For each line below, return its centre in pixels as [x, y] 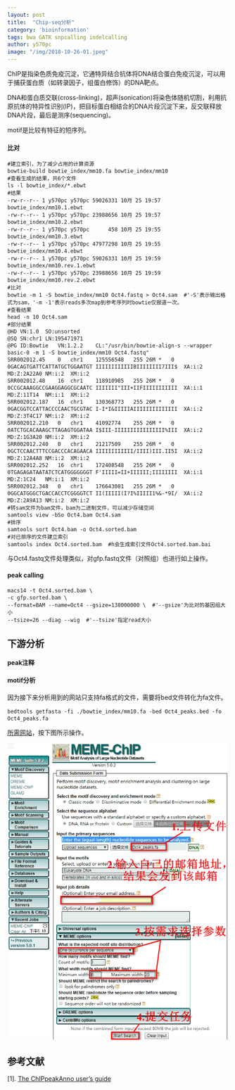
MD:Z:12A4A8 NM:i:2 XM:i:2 [49, 458]
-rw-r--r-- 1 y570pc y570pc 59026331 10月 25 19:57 [84, 201]
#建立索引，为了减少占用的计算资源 [51, 164]
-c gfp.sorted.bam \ [38, 598]
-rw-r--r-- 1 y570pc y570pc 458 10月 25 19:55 [84, 230]
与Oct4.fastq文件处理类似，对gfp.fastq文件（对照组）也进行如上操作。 [110, 559]
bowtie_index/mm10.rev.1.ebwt [52, 266]
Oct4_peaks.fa [28, 718]
